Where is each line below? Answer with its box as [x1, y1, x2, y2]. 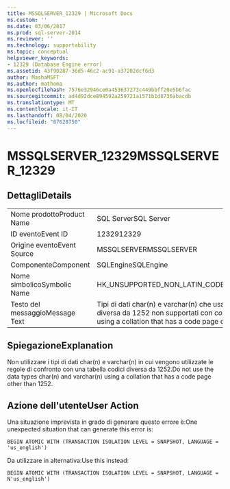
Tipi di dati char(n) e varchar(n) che [97, 299, 212, 309]
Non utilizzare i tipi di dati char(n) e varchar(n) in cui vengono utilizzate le [7, 358, 214, 366]
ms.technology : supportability [7, 42, 97, 49]
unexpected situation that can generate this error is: [7, 425, 153, 433]
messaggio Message [10, 308, 76, 318]
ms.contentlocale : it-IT [7, 106, 78, 112]
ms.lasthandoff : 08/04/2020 [7, 112, 88, 119]
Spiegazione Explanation [7, 339, 114, 351]
